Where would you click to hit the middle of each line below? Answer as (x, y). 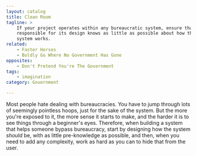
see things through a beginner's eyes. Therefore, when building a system (94, 123)
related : (17, 45)
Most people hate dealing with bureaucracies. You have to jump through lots (98, 104)
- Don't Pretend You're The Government (65, 66)
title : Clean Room (28, 17)
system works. (34, 39)
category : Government (33, 83)
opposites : (19, 60)
